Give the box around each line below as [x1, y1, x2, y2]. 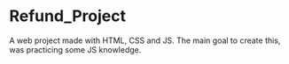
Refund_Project [9, 6, 127, 26]
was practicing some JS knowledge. [9, 44, 142, 54]
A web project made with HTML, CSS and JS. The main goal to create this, [9, 35, 281, 46]
